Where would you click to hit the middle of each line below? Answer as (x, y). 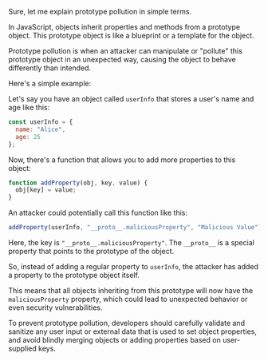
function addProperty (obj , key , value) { (78, 183)
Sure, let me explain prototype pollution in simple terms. (100, 12)
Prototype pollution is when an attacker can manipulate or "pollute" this (126, 51)
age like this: (29, 107)
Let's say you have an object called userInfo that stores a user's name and (131, 99)
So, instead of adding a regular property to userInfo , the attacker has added (134, 266)
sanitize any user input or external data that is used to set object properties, (133, 331)
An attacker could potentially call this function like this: (98, 213)
